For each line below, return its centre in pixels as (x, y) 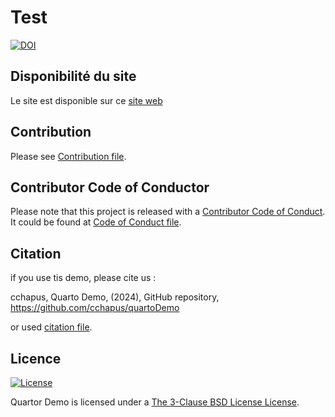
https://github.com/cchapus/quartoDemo (95, 308)
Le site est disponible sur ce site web (86, 100)
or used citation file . (51, 327)
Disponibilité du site (73, 76)
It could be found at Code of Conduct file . (96, 222)
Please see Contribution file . (68, 156)
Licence (36, 358)
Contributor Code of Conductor (110, 187)
